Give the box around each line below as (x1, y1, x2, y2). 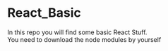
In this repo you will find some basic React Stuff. (7, 28, 148, 36)
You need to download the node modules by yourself (7, 35, 162, 43)
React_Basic (7, 5, 81, 21)
